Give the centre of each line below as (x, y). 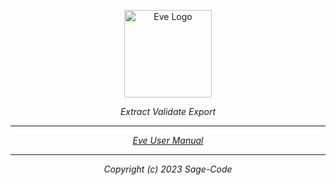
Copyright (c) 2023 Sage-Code (168, 169)
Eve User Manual (168, 140)
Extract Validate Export (168, 111)
